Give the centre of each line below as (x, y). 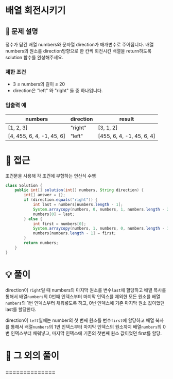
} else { (33, 219)
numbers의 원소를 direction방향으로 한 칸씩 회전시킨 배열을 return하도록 (79, 51)
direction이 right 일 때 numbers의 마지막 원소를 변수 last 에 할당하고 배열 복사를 (86, 290)
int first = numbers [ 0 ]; (59, 224)
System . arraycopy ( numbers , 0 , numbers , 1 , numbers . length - (99, 209)
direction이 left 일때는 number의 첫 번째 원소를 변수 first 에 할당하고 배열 (80, 320)
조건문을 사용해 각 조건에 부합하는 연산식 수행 (51, 176)
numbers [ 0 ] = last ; (54, 214)
